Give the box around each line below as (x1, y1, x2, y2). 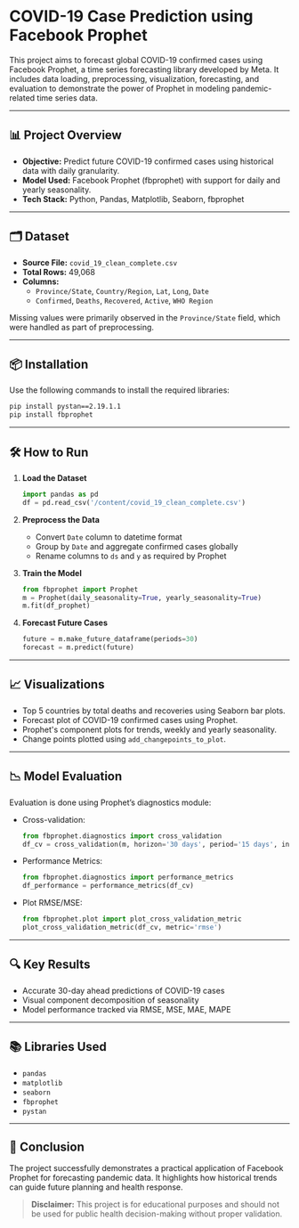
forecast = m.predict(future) (21, 643, 135, 652)
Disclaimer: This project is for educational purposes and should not (30, 1200, 280, 1210)
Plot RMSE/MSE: (21, 898, 83, 908)
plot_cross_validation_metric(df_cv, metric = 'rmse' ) (21, 923, 222, 932)
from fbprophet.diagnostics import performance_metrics (21, 873, 234, 882)
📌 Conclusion (9, 1139, 85, 1154)
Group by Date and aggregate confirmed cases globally (35, 541, 238, 551)
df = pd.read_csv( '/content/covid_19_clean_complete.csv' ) (21, 498, 246, 507)
